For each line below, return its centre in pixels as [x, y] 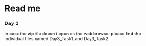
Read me [23, 8]
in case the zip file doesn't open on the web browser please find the [73, 34]
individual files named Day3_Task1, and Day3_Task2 [56, 39]
